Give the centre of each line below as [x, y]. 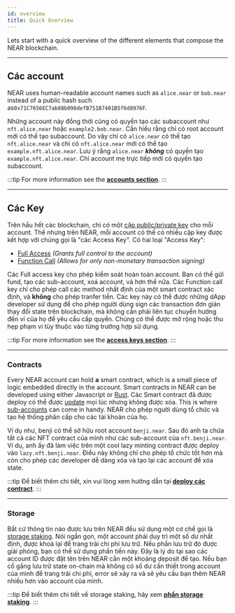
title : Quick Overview [40, 20]
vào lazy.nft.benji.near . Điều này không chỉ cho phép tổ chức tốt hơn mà [115, 453]
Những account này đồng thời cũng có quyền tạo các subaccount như [108, 121]
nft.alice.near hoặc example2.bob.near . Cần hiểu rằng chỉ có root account [115, 129]
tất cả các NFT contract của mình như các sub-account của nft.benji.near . [117, 438]
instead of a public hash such [50, 100]
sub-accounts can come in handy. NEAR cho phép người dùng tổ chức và [113, 409]
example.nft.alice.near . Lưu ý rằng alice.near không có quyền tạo [106, 151]
